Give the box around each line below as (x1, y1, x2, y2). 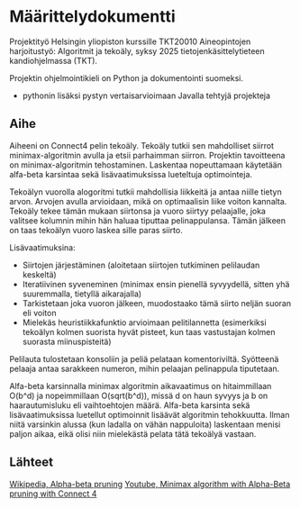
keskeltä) (22, 268, 57, 280)
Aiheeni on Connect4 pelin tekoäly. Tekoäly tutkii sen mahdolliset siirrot (9, 140, 275, 150)
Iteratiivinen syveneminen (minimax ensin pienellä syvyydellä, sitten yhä (22, 278, 290, 289)
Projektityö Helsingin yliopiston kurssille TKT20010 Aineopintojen (9, 36, 251, 47)
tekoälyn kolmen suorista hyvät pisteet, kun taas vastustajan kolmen (22, 326, 276, 337)
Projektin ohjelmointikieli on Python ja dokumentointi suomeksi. (9, 72, 243, 83)
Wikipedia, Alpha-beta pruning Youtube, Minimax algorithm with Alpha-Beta (9, 478, 291, 489)
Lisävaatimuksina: (9, 241, 77, 253)
